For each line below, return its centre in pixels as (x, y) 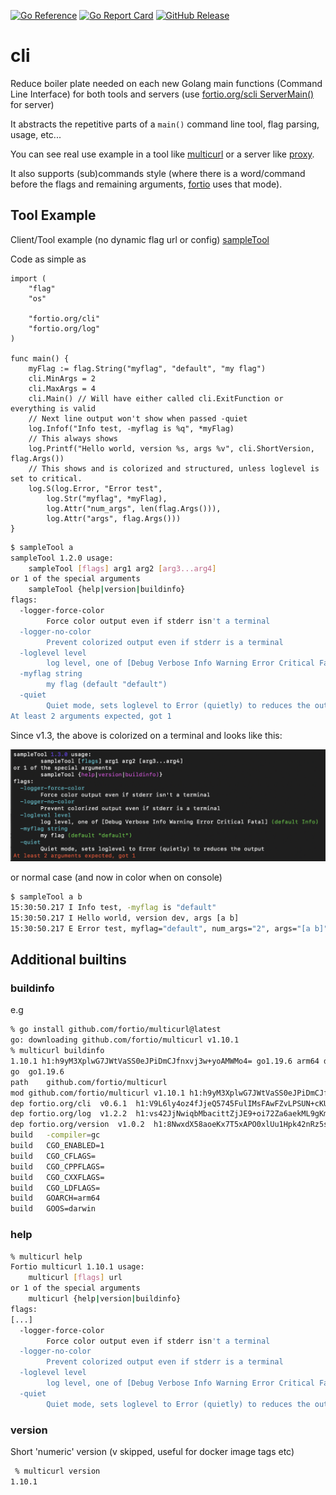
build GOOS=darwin (53, 1209)
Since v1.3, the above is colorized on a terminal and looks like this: (146, 735)
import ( (28, 278)
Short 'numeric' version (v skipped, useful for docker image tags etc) (152, 1451)
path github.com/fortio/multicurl (89, 1082)
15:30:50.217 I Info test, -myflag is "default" (113, 908)
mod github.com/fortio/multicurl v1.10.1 (98, 1093)
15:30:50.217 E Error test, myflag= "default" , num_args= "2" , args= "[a (160, 928)
